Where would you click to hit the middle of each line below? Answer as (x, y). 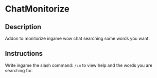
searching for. (19, 70)
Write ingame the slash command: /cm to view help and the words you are (79, 65)
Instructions (24, 54)
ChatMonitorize (37, 9)
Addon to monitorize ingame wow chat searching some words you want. (77, 38)
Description (23, 27)
